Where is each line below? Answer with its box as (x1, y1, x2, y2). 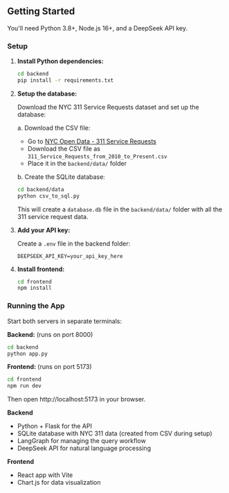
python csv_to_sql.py (17, 192, 80, 200)
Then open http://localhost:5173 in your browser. (7, 395, 146, 404)
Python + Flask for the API (17, 422, 92, 431)
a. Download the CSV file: (17, 123, 91, 132)
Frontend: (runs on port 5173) (7, 363, 92, 371)
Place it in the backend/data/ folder (27, 159, 127, 167)
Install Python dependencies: (17, 57, 104, 65)
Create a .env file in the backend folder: (17, 239, 131, 248)
